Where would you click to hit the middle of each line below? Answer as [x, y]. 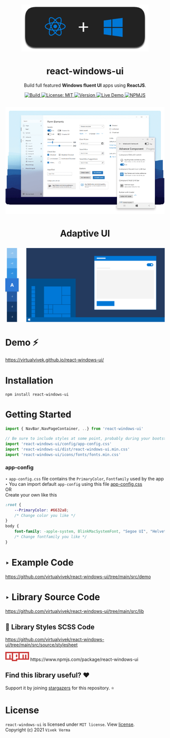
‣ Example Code [39, 563]
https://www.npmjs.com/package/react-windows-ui [84, 659]
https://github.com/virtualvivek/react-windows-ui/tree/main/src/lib [75, 611]
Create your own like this [31, 495]
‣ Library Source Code [53, 597]
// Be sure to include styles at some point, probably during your [78, 439]
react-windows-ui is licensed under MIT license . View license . [70, 724]
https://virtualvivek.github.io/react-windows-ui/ [55, 360]
